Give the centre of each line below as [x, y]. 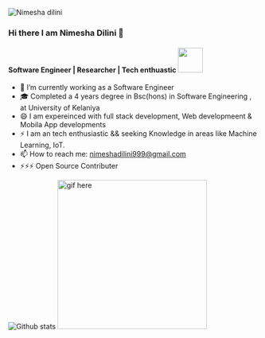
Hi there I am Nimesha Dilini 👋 [66, 33]
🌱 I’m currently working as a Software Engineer [97, 87]
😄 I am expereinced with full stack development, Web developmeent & [136, 116]
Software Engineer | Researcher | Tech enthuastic [92, 70]
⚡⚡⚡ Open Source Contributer [69, 166]
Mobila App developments [62, 125]
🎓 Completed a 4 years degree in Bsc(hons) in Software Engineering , [136, 96]
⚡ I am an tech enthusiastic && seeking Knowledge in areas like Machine [138, 134]
